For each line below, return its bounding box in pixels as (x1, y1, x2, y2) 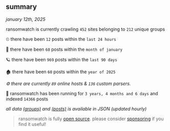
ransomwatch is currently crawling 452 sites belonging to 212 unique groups (6, 26, 165, 32)
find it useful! (18, 121, 46, 127)
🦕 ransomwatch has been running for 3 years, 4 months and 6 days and (6, 90, 158, 96)
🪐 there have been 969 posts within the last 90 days (6, 56, 117, 62)
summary (6, 3, 37, 11)
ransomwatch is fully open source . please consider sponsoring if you (18, 116, 164, 122)
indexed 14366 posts (6, 96, 48, 102)
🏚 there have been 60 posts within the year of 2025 (6, 69, 116, 75)
